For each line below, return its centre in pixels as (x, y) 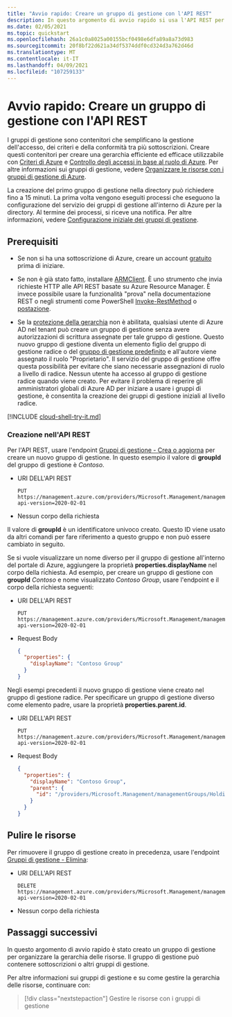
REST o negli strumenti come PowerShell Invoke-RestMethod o (107, 301)
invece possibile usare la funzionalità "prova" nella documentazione (114, 294)
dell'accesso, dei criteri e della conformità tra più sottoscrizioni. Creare (108, 147)
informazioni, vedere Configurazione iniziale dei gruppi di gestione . (103, 220)
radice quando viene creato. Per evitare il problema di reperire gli (110, 381)
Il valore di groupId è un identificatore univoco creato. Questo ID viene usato (116, 529)
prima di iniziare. (41, 266)
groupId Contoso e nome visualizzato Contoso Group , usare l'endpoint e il (113, 580)
